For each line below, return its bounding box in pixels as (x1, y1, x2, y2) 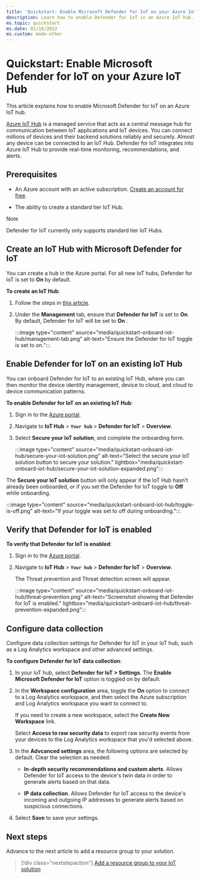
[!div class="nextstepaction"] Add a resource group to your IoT (20, 859, 176, 866)
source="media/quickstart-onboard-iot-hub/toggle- (66, 501, 194, 508)
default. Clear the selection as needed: (14, 754, 111, 761)
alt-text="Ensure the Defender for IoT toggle (83, 335, 193, 342)
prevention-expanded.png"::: (14, 606, 87, 613)
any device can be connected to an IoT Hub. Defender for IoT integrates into (6, 139, 194, 147)
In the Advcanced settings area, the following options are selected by (14, 748, 188, 755)
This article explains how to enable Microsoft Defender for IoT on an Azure (6, 103, 190, 110)
